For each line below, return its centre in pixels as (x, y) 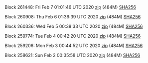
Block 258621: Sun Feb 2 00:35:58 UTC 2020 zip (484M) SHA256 (73, 55)
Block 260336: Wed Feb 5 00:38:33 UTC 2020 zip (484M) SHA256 (74, 26)
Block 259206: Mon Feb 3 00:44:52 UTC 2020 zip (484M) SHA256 (74, 46)
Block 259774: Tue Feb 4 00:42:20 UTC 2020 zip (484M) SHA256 (73, 36)
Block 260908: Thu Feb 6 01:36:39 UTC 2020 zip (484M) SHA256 (73, 17)
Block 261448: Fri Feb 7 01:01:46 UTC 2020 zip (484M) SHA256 (71, 7)
